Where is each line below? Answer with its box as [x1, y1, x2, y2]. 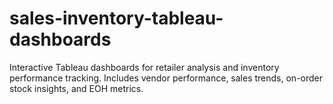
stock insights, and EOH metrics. [9, 82, 144, 94]
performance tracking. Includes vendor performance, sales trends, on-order [9, 72, 324, 84]
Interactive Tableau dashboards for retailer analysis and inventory [9, 61, 280, 73]
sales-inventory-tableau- [9, 7, 224, 30]
